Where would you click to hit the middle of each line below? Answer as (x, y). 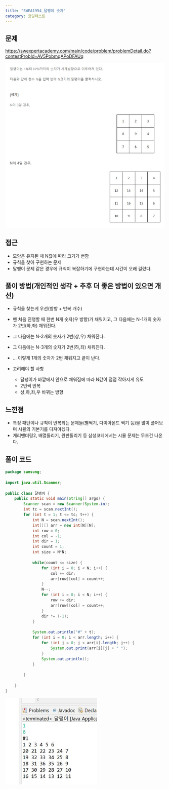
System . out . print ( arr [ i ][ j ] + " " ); (89, 648)
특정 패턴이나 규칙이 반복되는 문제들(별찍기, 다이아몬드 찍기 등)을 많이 (81, 423)
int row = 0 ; (46, 531)
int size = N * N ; (49, 552)
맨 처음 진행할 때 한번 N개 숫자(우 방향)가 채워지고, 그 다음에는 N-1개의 (82, 320)
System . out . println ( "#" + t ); (64, 632)
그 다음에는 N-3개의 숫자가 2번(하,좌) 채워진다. (59, 347)
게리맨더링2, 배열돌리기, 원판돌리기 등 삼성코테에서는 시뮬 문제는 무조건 (83, 436)
